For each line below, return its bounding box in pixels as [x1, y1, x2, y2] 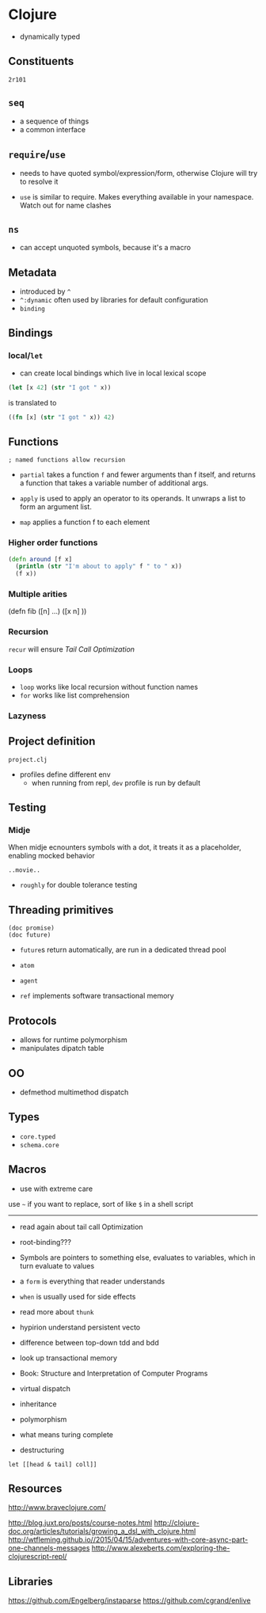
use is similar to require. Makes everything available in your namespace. [19, 192, 254, 202]
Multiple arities [8, 588, 67, 599]
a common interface [19, 124, 85, 134]
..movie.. [8, 866, 41, 874]
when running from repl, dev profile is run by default [31, 778, 201, 787]
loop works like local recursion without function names [19, 683, 199, 692]
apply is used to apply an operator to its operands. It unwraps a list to [19, 493, 246, 504]
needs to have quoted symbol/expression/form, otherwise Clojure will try [19, 169, 258, 178]
